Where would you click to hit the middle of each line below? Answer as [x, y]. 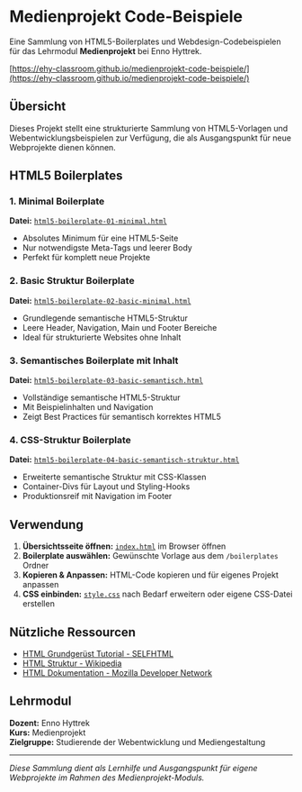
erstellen [39, 604]
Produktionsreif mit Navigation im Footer [97, 496]
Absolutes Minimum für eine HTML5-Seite [100, 238]
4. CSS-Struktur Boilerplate [71, 440]
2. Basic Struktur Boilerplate [72, 281]
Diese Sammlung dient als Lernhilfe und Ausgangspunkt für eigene [133, 768]
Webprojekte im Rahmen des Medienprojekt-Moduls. [107, 778]
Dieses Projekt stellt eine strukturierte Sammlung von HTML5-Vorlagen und [149, 128]
